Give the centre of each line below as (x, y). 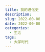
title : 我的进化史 (22, 10)
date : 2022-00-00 (23, 24)
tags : (11, 38)
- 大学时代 (19, 42)
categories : (17, 28)
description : (18, 14)
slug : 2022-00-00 (23, 19)
